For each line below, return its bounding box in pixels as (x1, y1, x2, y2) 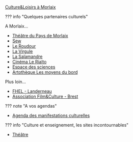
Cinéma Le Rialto (12, 59, 47, 64)
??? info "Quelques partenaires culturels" (5, 14, 88, 19)
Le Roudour (12, 43, 36, 49)
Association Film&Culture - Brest (12, 93, 79, 99)
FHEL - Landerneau (12, 88, 53, 94)
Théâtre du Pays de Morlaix (12, 33, 69, 38)
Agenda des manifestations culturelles (12, 113, 90, 118)
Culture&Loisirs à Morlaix (5, 4, 56, 10)
